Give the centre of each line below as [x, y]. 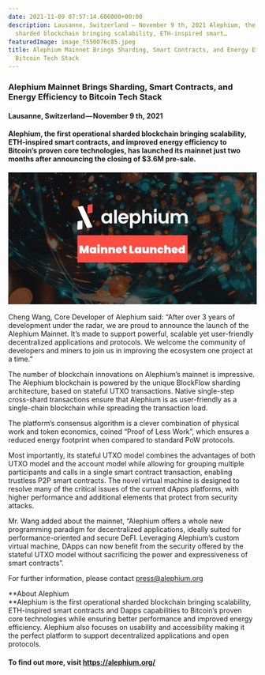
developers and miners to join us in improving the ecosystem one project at [131, 351]
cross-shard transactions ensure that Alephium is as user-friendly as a [123, 400]
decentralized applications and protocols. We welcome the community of [127, 342]
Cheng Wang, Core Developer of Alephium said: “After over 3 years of [121, 317]
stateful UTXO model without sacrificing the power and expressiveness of [128, 555]
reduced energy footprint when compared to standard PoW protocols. [121, 440]
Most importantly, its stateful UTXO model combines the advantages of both [132, 455]
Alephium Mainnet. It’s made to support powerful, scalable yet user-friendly [131, 334]
